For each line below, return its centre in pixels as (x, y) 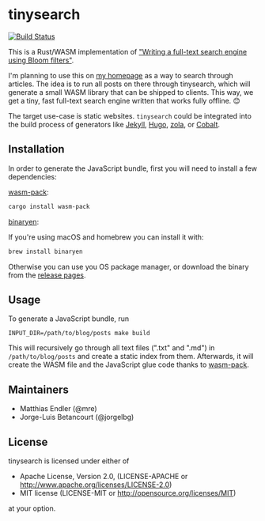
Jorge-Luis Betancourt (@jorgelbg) (77, 417)
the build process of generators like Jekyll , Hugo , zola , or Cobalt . (114, 124)
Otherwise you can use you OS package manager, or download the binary (129, 266)
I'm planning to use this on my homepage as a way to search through (121, 75)
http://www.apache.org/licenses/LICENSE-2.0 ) (96, 485)
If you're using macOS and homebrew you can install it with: (106, 237)
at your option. (32, 508)
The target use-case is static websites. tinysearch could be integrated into (130, 115)
